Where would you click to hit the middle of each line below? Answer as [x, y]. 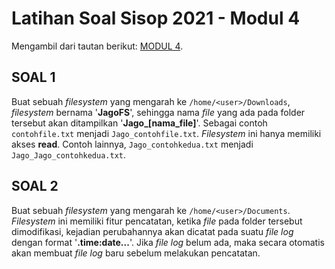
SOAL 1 [33, 77]
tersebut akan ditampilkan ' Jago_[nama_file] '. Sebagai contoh [139, 123]
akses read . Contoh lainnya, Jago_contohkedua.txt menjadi [132, 144]
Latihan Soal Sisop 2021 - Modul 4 [156, 18]
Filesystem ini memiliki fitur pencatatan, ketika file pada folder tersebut [157, 221]
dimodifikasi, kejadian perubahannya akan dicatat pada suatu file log [152, 231]
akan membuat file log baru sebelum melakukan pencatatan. [136, 253]
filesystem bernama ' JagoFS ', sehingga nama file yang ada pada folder [158, 112]
